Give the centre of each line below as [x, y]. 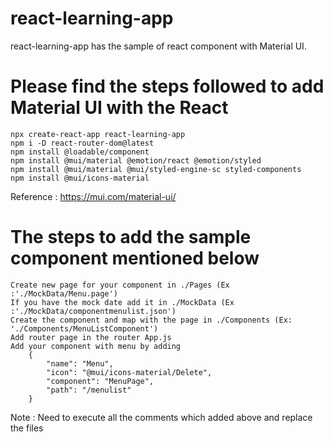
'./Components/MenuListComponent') [84, 328]
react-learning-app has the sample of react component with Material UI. [158, 46]
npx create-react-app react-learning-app [98, 134]
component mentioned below [135, 258]
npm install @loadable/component [80, 152]
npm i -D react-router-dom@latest [82, 143]
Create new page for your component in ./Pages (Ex [120, 285]
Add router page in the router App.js [91, 337]
